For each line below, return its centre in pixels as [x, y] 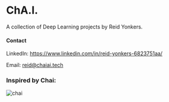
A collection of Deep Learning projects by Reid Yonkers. [74, 27]
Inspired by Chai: [31, 81]
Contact [16, 40]
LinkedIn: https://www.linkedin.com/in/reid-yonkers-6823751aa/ [84, 53]
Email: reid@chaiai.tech [35, 65]
